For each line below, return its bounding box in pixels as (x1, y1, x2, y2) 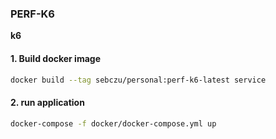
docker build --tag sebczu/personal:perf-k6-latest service (10, 75, 267, 85)
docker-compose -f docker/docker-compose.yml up (10, 118, 217, 129)
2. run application (10, 96, 85, 108)
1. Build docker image (10, 52, 101, 64)
